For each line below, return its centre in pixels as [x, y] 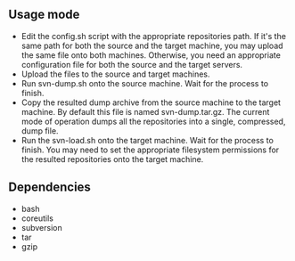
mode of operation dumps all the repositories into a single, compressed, [153, 121]
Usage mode [44, 15]
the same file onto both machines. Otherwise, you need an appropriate [151, 55]
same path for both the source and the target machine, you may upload [152, 45]
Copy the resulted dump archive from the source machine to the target [151, 102]
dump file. [40, 130]
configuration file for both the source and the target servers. [131, 64]
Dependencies [49, 188]
